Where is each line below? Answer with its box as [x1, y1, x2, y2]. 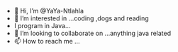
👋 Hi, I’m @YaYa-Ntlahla [13, 7, 84, 15]
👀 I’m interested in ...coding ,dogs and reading [13, 14, 149, 22]
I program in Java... [13, 22, 71, 30]
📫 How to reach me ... [13, 37, 80, 45]
